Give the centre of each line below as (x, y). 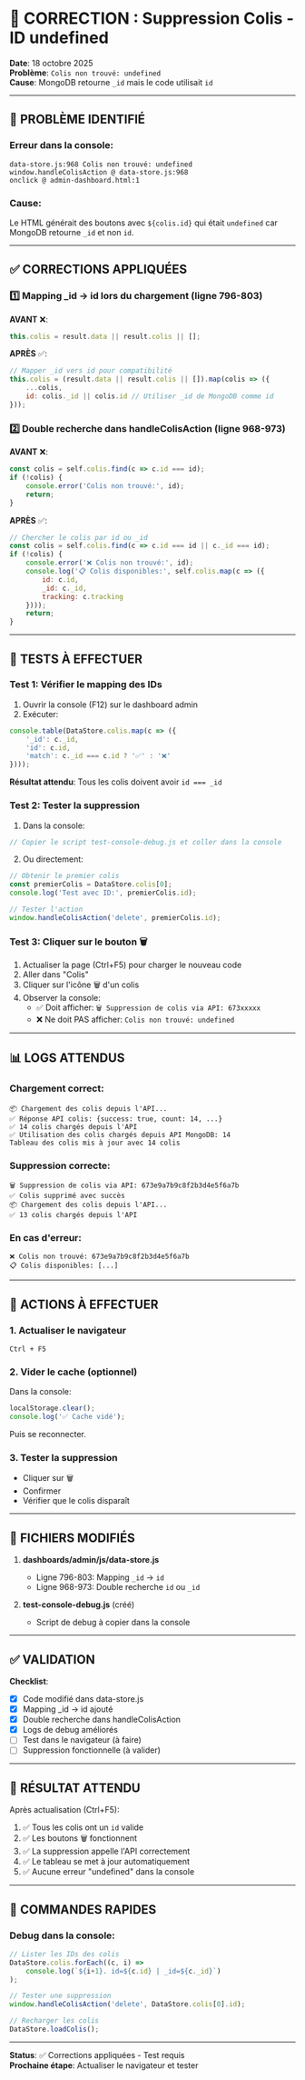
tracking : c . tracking (83, 596)
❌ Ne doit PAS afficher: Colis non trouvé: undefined (135, 1020)
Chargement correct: (57, 1088)
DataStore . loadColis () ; (54, 2029)
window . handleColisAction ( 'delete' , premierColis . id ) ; (115, 917)
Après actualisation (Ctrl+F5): (64, 1810)
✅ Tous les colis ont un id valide (83, 1827)
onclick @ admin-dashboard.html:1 (75, 180)
